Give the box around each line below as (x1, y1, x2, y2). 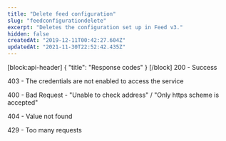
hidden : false (7, 30, 50, 38)
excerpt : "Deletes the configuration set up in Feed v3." (7, 23, 183, 31)
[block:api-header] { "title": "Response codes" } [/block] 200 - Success (7, 63, 217, 71)
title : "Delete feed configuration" (7, 10, 116, 18)
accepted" (7, 98, 38, 107)
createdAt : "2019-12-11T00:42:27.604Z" (7, 37, 126, 44)
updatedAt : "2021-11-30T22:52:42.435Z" (7, 43, 126, 51)
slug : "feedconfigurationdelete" (7, 17, 107, 24)
